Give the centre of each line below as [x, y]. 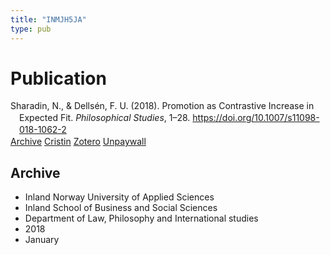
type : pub [31, 29]
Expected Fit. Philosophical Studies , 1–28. [105, 118]
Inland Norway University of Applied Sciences [119, 197]
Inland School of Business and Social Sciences [121, 207]
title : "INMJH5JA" [48, 19]
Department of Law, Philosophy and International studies [141, 218]
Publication [58, 78]
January [42, 239]
